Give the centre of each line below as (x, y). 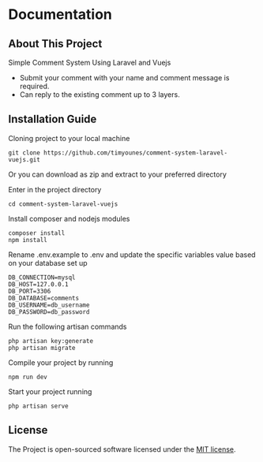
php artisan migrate (42, 348)
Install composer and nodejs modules (69, 218)
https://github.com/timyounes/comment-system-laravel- (135, 153)
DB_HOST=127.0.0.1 (38, 284)
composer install (37, 233)
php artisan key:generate (51, 341)
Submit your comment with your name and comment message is (124, 78)
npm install (28, 240)
